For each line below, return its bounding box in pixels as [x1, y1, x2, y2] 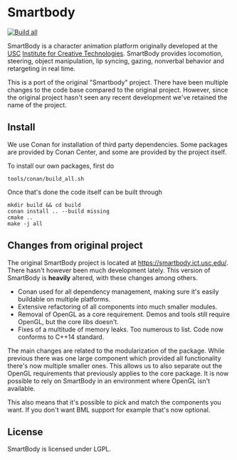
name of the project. [7, 100, 68, 109]
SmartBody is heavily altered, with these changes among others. [7, 273, 198, 282]
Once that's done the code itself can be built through [7, 188, 162, 196]
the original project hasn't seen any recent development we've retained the [7, 93, 228, 102]
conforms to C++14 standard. [17, 332, 105, 341]
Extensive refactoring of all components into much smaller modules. [17, 302, 218, 311]
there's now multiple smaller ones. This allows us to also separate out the [7, 361, 223, 370]
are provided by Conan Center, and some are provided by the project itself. [7, 147, 227, 156]
